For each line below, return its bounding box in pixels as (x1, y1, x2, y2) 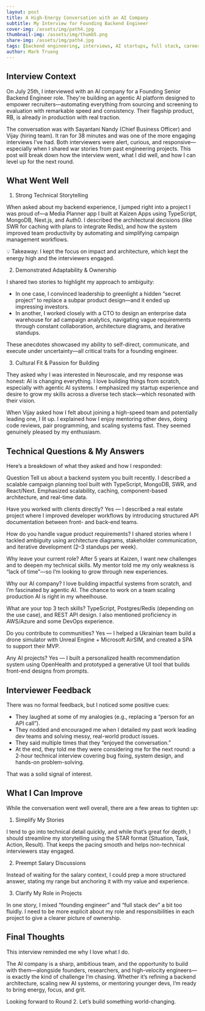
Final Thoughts (6, 932, 65, 943)
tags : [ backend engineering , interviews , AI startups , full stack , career (6, 43, 201, 49)
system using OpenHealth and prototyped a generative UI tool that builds (6, 661, 190, 668)
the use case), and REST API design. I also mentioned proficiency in (6, 611, 177, 619)
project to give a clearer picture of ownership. (6, 914, 121, 921)
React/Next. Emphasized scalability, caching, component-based (6, 487, 168, 495)
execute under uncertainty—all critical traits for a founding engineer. (6, 348, 178, 355)
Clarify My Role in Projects (15, 889, 82, 897)
